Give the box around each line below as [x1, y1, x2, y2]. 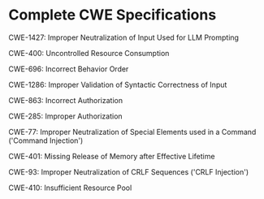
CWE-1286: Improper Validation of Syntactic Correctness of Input [8, 80, 227, 89]
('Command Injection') [8, 136, 84, 145]
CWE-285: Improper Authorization [8, 111, 123, 121]
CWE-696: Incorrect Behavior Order [8, 63, 129, 74]
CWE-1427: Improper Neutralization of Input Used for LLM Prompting [8, 32, 240, 42]
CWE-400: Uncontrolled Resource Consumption [8, 48, 170, 58]
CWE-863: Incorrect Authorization [8, 95, 123, 105]
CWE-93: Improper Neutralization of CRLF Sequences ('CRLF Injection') [8, 167, 249, 176]
